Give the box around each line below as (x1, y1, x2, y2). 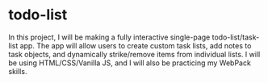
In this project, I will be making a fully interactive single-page (8, 32, 211, 42)
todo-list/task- (211, 32, 260, 42)
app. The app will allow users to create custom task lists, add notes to (19, 40, 252, 50)
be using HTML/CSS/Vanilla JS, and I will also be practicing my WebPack (8, 58, 252, 68)
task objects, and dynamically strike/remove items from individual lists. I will (8, 49, 261, 59)
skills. (8, 66, 27, 76)
